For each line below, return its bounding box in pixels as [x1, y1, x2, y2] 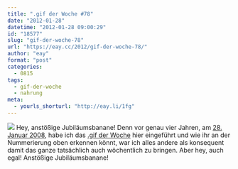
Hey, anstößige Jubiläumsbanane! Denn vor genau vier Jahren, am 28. [16, 123, 222, 131]
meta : [7, 97, 23, 104]
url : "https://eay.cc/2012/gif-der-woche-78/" [7, 43, 148, 50]
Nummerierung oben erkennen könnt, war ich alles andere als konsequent [7, 138, 225, 146]
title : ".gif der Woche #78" [7, 10, 94, 18]
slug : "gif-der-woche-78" [7, 37, 84, 44]
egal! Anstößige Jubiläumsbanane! [7, 153, 109, 162]
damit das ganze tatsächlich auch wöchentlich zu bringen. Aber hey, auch [7, 146, 224, 154]
